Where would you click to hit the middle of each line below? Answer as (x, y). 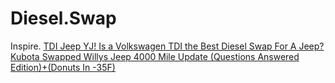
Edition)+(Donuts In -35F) (63, 67)
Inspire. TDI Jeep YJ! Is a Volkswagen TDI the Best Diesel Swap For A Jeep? (167, 46)
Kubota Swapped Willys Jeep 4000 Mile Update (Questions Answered (155, 56)
